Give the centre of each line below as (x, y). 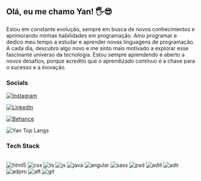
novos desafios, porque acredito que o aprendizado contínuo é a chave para (101, 61)
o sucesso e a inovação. (36, 67)
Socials (17, 82)
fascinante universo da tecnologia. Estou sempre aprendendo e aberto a (95, 54)
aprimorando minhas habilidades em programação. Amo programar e (92, 35)
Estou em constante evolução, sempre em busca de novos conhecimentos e (100, 29)
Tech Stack (23, 146)
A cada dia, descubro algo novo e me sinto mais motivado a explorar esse (97, 48)
